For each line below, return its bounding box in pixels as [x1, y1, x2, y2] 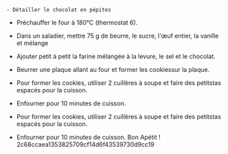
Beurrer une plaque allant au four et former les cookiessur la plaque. [16, 66, 210, 73]
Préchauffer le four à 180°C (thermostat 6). [16, 18, 138, 27]
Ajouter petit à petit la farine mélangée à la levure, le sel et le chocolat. [16, 52, 216, 60]
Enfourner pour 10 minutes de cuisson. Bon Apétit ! [16, 133, 161, 141]
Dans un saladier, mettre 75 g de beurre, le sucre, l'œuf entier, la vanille [16, 31, 219, 40]
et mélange [16, 39, 49, 47]
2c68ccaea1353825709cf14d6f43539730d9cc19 [16, 140, 155, 149]
